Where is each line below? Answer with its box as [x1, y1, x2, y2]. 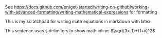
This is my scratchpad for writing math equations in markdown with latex [5, 19, 151, 24]
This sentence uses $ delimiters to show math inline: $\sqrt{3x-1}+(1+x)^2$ [5, 28, 156, 33]
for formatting [129, 9, 157, 15]
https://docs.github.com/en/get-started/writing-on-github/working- [14, 4, 149, 10]
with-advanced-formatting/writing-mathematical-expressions [5, 9, 129, 15]
